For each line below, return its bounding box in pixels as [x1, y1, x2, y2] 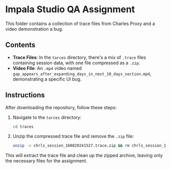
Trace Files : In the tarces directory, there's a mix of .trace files [12, 54, 146, 60]
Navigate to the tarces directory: [12, 114, 82, 120]
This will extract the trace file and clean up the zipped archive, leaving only [5, 152, 163, 159]
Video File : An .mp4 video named [12, 65, 82, 71]
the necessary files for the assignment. [5, 158, 88, 164]
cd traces [12, 124, 34, 129]
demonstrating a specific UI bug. [12, 76, 82, 82]
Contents [5, 41, 36, 50]
